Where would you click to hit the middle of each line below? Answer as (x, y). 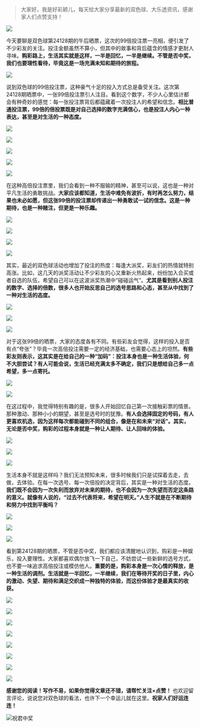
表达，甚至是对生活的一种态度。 (45, 117)
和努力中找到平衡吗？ (32, 505)
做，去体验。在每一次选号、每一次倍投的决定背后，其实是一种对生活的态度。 (100, 482)
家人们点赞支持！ (42, 17)
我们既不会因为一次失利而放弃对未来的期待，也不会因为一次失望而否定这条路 (100, 490)
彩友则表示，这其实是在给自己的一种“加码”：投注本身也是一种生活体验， (95, 356)
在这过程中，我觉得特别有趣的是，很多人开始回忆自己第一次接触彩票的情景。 (100, 406)
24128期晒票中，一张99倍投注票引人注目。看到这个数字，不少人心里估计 (95, 94)
